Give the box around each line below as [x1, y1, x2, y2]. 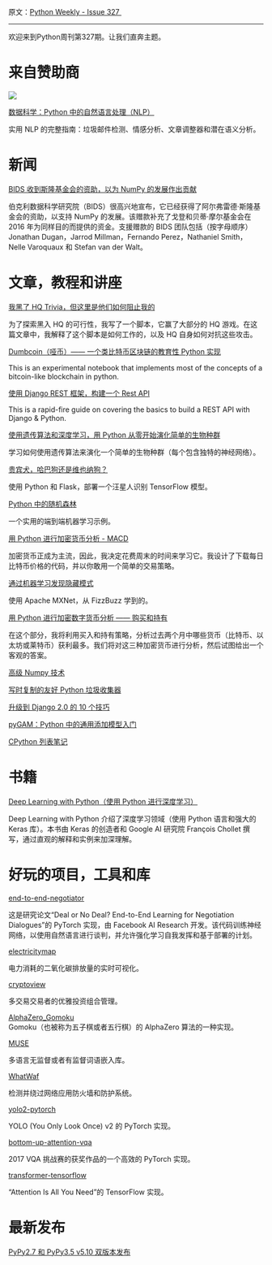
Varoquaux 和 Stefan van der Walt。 [27, 242, 147, 252]
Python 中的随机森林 [8, 499, 77, 509]
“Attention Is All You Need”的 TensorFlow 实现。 [8, 1187, 168, 1197]
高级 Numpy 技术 [8, 667, 66, 677]
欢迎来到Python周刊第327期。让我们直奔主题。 [8, 32, 166, 41]
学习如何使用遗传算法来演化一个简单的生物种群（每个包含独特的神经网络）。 [8, 447, 261, 457]
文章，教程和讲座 [8, 274, 123, 292]
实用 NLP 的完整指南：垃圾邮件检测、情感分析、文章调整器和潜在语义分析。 [8, 124, 261, 134]
